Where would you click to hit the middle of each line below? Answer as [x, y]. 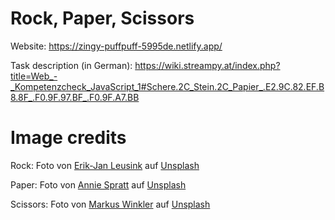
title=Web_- [34, 76]
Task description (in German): [71, 65]
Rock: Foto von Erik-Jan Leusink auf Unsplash [105, 165]
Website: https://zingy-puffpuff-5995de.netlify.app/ [116, 46]
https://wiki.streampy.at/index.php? [207, 65]
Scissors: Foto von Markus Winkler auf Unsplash [110, 204]
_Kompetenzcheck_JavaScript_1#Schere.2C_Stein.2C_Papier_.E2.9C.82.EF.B [167, 86]
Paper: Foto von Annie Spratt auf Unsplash [98, 184]
